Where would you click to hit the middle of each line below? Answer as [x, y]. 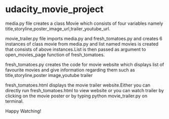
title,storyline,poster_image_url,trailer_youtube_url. [58, 28]
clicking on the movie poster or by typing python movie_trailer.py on [76, 96]
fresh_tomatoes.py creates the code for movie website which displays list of [85, 64]
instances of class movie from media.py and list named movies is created [82, 44]
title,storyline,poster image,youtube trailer [49, 75]
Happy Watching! [23, 111]
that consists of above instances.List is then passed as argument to [76, 49]
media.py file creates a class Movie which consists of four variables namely [84, 23]
